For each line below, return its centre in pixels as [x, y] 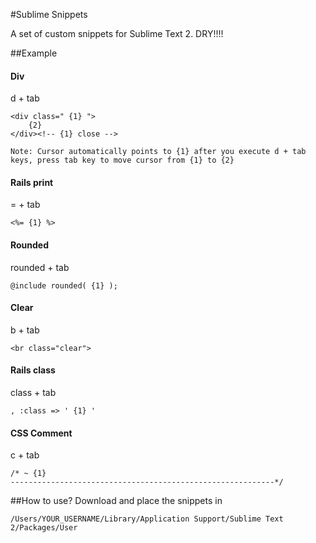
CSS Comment [41, 433]
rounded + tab [40, 267]
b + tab [25, 330]
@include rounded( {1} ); [64, 285]
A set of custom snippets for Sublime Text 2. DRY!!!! [117, 33]
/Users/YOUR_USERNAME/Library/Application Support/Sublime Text [147, 519]
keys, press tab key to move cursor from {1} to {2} [122, 160]
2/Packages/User [44, 528]
